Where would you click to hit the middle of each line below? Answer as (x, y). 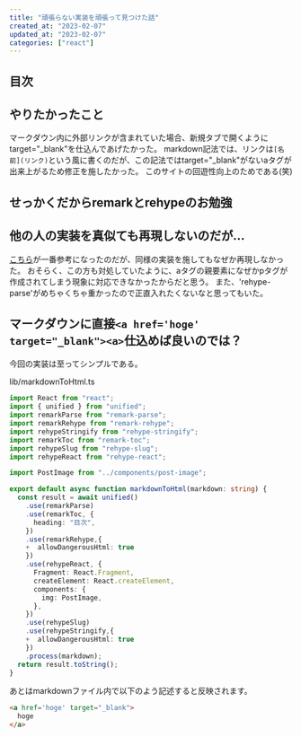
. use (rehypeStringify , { (70, 631)
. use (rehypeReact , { (64, 565)
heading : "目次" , (64, 522)
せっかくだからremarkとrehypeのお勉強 (121, 202)
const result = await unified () (78, 498)
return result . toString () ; (68, 664)
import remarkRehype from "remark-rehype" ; (92, 424)
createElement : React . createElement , (104, 581)
